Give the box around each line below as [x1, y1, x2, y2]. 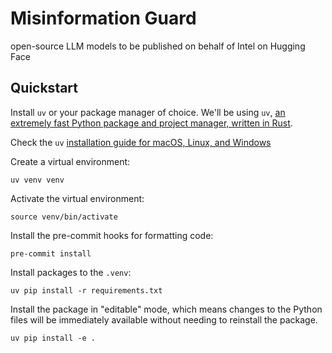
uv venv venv [10, 175, 65, 185]
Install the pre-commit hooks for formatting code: [10, 229, 214, 241]
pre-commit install [10, 248, 92, 259]
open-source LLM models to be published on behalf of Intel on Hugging [10, 40, 306, 52]
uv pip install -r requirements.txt [10, 285, 163, 296]
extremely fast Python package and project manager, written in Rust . [10, 117, 293, 129]
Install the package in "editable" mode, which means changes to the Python [10, 303, 323, 315]
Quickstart [10, 80, 79, 97]
